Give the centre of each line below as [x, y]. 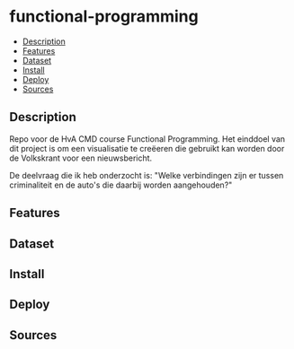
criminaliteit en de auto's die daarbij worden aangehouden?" [121, 185]
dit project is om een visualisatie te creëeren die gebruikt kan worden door [147, 148]
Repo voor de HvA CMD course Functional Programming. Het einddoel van [147, 139]
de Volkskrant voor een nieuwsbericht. [81, 158]
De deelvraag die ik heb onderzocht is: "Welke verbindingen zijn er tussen [147, 175]
